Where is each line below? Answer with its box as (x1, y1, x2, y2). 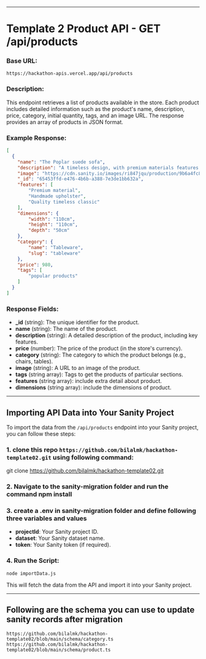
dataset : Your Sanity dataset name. (15, 534, 105, 542)
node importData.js (6, 570, 56, 577)
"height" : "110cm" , (28, 222, 78, 228)
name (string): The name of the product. (15, 325, 118, 333)
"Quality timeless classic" (28, 199, 100, 205)
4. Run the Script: (6, 557, 59, 565)
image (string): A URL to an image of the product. (15, 364, 141, 372)
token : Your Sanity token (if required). (15, 541, 112, 549)
